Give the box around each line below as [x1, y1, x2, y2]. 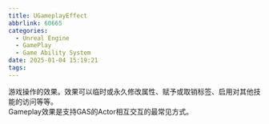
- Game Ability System [15, 49, 91, 57]
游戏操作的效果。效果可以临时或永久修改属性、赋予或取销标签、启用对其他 [8, 86, 254, 96]
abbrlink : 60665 [8, 19, 62, 27]
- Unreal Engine [15, 34, 70, 42]
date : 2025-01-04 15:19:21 [8, 57, 98, 65]
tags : [8, 64, 26, 72]
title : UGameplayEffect [8, 11, 88, 20]
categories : [8, 26, 48, 34]
